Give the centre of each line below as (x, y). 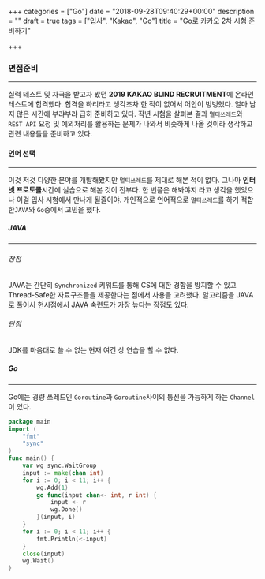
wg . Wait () (39, 561)
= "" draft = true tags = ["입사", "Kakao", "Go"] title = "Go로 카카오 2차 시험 (127, 21)
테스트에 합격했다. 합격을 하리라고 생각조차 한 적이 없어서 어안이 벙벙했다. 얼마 (128, 104)
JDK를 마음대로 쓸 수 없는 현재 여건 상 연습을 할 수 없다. (93, 349)
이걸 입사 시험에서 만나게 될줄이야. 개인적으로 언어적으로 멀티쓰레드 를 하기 (127, 200)
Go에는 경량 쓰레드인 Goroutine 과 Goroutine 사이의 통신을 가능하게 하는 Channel (131, 397)
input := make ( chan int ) (63, 473)
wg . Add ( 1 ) (52, 487)
